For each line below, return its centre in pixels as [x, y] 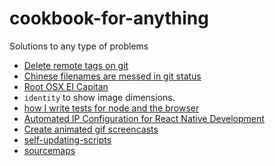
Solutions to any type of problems [79, 46]
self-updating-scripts [67, 139]
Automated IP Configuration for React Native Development [144, 118]
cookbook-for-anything [109, 18]
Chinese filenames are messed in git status [112, 76]
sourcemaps [49, 150]
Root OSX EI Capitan [66, 86]
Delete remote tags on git [76, 65]
